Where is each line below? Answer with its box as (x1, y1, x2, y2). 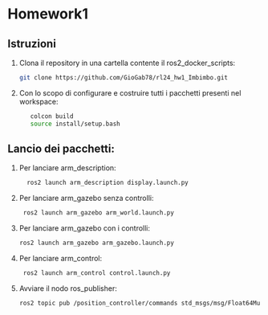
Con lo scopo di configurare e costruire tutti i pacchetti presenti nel (18, 88, 242, 97)
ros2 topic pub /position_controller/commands (18, 299, 178, 307)
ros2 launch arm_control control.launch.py (22, 269, 171, 277)
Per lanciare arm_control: (18, 254, 103, 264)
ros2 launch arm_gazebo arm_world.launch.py (22, 209, 174, 217)
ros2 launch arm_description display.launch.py (26, 178, 189, 187)
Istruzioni (7, 37, 57, 51)
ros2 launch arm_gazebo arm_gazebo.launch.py (18, 239, 174, 247)
